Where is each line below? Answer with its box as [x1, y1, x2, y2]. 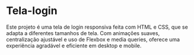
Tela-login [6, 4, 58, 18]
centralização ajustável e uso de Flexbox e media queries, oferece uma [6, 36, 180, 43]
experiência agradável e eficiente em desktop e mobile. [6, 42, 142, 49]
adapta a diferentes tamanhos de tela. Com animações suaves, [6, 29, 160, 36]
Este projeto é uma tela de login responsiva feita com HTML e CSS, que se [6, 23, 188, 30]
